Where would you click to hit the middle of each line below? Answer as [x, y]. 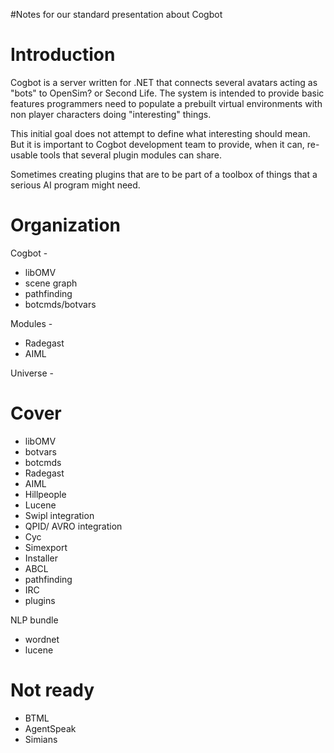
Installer [41, 558]
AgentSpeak [50, 728]
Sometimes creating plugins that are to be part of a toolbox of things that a [164, 174]
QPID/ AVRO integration [73, 526]
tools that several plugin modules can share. [131, 155]
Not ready [52, 690]
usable [24, 155]
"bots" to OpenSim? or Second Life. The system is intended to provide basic [167, 93]
